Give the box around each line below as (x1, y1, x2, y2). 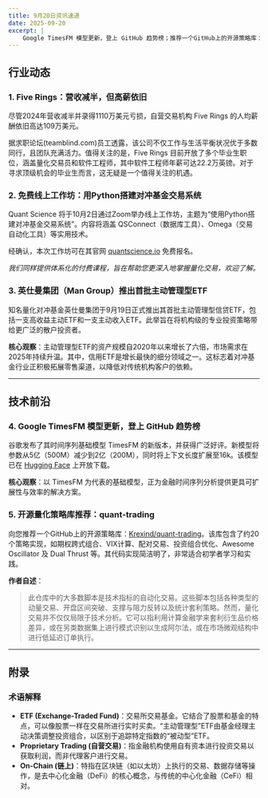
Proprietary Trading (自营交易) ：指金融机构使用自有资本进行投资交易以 (19, 741, 254, 751)
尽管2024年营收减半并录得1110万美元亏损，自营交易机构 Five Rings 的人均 (8, 111, 251, 120)
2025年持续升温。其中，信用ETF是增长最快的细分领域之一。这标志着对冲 (8, 352, 248, 361)
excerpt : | (8, 26, 45, 34)
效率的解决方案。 (29, 488, 85, 497)
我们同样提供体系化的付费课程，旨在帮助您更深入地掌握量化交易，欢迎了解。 (8, 263, 260, 273)
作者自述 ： (8, 575, 44, 585)
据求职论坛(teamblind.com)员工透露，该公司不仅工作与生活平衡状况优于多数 (8, 137, 258, 148)
